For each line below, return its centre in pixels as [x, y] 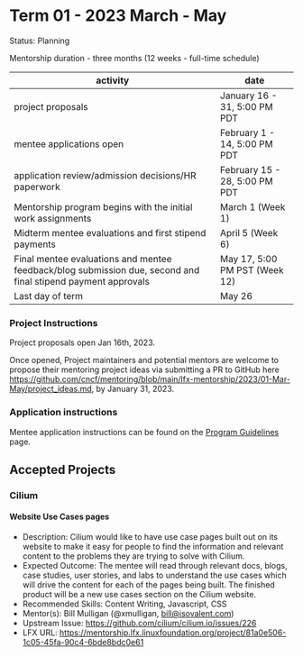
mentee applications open [69, 143]
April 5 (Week [249, 232]
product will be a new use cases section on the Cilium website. [139, 595]
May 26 [236, 296]
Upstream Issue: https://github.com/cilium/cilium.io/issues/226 [139, 624]
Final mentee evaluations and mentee [93, 259]
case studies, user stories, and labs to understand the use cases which [154, 575]
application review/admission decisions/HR [105, 175]
